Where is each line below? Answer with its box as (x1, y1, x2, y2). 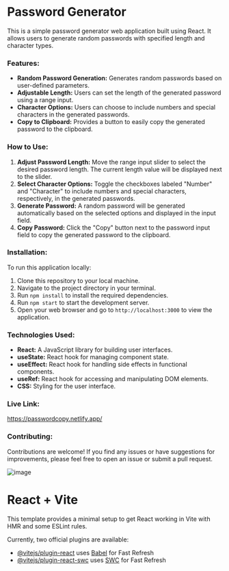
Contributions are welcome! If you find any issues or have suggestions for (7, 447, 215, 456)
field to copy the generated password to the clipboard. (16, 230, 171, 239)
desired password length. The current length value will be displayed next (16, 165, 222, 173)
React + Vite (7, 491, 79, 507)
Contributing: (7, 432, 53, 441)
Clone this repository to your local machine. (16, 276, 140, 284)
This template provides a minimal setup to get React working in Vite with (7, 515, 211, 523)
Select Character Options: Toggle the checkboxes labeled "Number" (16, 180, 213, 188)
